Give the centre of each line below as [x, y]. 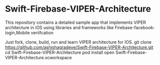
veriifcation [42, 32]
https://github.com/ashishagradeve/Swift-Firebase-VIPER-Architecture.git [79, 47]
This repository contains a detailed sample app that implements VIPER [76, 22]
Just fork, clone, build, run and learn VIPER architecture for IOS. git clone [78, 42]
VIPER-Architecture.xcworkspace [39, 57]
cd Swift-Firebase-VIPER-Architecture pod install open [60, 52]
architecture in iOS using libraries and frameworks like [59, 27]
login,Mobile [18, 32]
